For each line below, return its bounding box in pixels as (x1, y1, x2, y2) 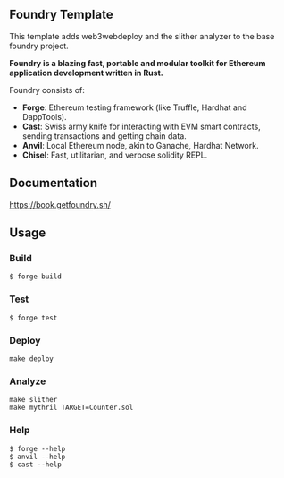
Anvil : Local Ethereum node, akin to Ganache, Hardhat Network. (21, 140, 259, 150)
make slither (9, 396, 58, 405)
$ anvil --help (9, 452, 66, 461)
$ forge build (9, 272, 63, 281)
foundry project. (9, 40, 69, 51)
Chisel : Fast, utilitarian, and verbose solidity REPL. (21, 149, 208, 160)
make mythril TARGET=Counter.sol (9, 403, 134, 413)
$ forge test (9, 313, 58, 322)
